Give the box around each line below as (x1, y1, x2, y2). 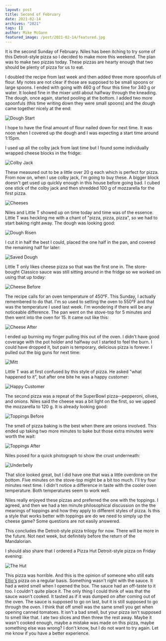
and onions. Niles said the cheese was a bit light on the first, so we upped (5, 398, 156, 404)
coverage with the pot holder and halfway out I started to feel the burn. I (5, 339, 153, 345)
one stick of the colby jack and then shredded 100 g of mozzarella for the (5, 185, 155, 191)
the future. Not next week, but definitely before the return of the (5, 533, 136, 539)
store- (134, 264, 147, 269)
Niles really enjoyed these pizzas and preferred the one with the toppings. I (5, 497, 159, 503)
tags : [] (5, 26, 23, 31)
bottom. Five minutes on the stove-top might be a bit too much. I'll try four (5, 477, 156, 483)
